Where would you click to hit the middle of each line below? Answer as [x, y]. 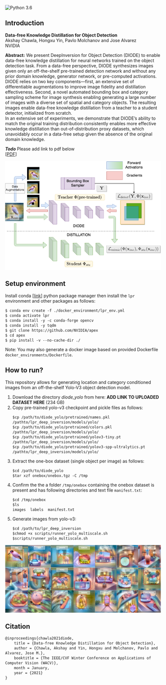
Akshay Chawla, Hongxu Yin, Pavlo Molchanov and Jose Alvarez [71, 40]
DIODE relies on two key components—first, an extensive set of [70, 81]
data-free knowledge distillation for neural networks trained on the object [80, 60]
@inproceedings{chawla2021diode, [40, 639]
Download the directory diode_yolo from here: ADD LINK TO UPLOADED [85, 397]
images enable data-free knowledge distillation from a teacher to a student [81, 108]
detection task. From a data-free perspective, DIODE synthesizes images [79, 66]
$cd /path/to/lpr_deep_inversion [47, 528]
